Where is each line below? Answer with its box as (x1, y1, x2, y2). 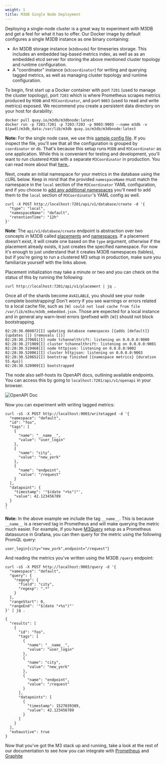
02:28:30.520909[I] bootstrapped (5, 363, 74, 368)
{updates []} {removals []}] (5, 333, 65, 338)
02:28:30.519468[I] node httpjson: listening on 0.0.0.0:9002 (5, 346, 136, 351)
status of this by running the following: (5, 274, 84, 280)
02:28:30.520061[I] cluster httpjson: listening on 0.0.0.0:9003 (5, 350, 143, 355)
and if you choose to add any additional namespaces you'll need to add (5, 187, 151, 192)
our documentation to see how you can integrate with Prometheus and (5, 748, 149, 754)
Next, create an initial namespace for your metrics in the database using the (5, 171, 160, 177)
